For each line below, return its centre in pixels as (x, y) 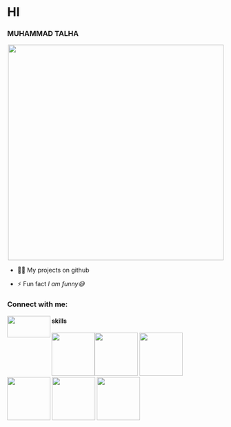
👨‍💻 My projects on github (53, 270)
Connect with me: (38, 304)
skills (59, 321)
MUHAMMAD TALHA (43, 34)
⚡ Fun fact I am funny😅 (51, 284)
